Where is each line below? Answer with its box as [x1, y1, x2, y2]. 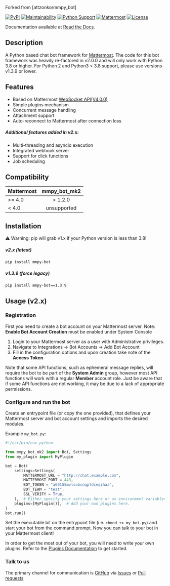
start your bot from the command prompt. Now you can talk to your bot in [5, 525, 158, 531]
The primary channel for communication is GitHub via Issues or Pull [5, 569, 146, 576]
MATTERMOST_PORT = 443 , [23, 478, 73, 483]
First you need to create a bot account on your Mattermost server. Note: [5, 323, 155, 329]
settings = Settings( [14, 468, 56, 473]
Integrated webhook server [12, 147, 69, 153]
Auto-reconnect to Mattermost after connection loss [12, 117, 121, 123]
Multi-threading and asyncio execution [12, 142, 94, 148]
